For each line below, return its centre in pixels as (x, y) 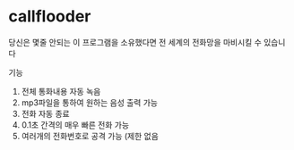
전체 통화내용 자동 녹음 (61, 91)
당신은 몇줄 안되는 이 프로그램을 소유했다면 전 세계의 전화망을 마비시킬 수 (135, 42)
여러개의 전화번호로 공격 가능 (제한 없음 (90, 136)
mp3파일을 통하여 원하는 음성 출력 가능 (90, 102)
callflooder (50, 17)
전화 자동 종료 (45, 113)
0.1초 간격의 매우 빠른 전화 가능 (75, 125)
